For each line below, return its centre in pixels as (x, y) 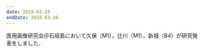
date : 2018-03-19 (28, 12)
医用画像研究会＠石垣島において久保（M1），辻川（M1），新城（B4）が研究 (100, 35)
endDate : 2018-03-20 (33, 18)
